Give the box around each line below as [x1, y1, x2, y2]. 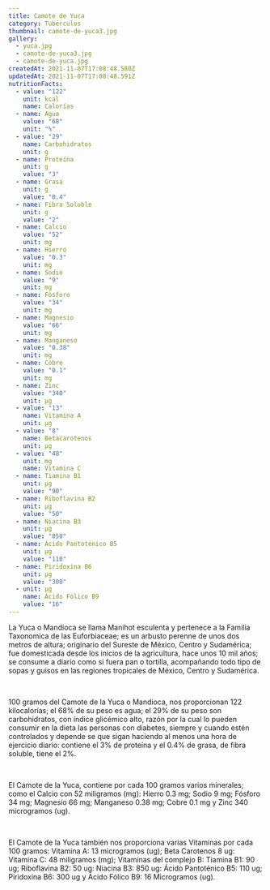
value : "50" [23, 509, 63, 518]
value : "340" [23, 389, 67, 398]
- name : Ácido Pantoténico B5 [15, 540, 117, 548]
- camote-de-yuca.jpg [15, 58, 89, 66]
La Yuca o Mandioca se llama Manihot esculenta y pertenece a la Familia [8, 622, 251, 632]
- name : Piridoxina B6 [15, 562, 92, 570]
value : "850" [23, 532, 67, 540]
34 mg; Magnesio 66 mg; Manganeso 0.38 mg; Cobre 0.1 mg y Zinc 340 [8, 797, 249, 807]
